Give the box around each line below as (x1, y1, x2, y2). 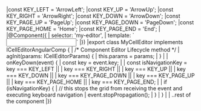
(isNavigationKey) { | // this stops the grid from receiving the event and (6, 85, 183, 92)
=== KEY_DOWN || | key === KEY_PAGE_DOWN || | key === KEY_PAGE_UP (6, 72, 195, 79)
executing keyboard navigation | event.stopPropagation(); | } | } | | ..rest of (6, 91, 191, 98)
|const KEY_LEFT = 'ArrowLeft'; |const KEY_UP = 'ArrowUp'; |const (6, 6, 174, 13)
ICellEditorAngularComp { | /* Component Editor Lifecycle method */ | (6, 46, 180, 53)
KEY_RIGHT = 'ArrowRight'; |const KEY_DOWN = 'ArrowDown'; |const (6, 12, 180, 19)
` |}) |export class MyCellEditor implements (76, 39, 183, 45)
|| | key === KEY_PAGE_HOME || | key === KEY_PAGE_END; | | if (6, 78, 168, 86)
